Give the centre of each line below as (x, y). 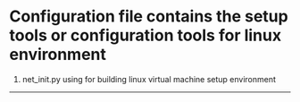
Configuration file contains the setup (149, 17)
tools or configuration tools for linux (146, 35)
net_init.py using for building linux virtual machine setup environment (149, 79)
